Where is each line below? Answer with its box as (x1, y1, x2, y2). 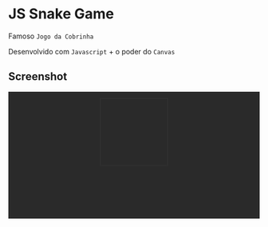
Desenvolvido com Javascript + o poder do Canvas (8, 46, 175, 56)
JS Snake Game (8, 5, 114, 23)
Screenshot (8, 70, 68, 84)
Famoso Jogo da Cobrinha (8, 31, 94, 41)
